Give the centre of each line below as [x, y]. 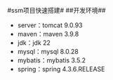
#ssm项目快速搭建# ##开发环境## [57, 10]
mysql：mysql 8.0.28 [48, 52]
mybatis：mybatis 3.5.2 [52, 60]
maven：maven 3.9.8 [48, 34]
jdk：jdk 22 [34, 43]
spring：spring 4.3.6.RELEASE [61, 69]
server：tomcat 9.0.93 [50, 25]
